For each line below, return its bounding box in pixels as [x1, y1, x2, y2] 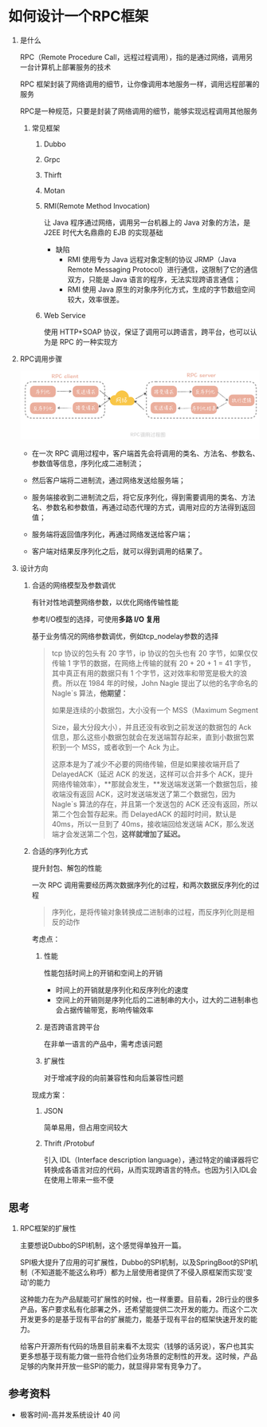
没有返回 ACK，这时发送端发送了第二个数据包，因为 [65, 789, 237, 799]
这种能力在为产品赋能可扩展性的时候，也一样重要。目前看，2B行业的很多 [19, 1294, 260, 1304]
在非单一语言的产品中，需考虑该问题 [43, 1039, 163, 1049]
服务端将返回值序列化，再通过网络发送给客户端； [31, 529, 193, 540]
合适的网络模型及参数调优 [31, 580, 116, 590]
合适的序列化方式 [31, 847, 88, 856]
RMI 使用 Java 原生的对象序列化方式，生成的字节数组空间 [67, 285, 256, 294]
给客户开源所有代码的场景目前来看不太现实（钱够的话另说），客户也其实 [19, 1341, 254, 1351]
